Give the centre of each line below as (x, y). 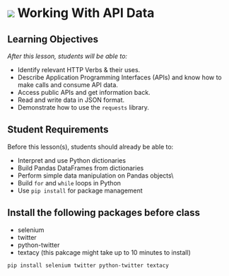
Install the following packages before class (104, 213)
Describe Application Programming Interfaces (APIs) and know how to (120, 77)
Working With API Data (86, 13)
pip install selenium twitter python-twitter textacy (88, 265)
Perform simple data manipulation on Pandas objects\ (95, 176)
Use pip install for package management (80, 190)
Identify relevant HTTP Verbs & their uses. (79, 70)
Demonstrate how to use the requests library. (83, 107)
